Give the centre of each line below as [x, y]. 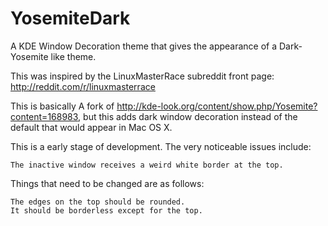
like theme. [73, 56]
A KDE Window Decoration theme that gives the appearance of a [144, 46]
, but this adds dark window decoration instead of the [188, 116]
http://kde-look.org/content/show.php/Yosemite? [217, 106]
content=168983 [44, 116]
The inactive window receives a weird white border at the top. [147, 165]
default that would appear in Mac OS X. [91, 127]
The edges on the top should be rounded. [98, 202]
